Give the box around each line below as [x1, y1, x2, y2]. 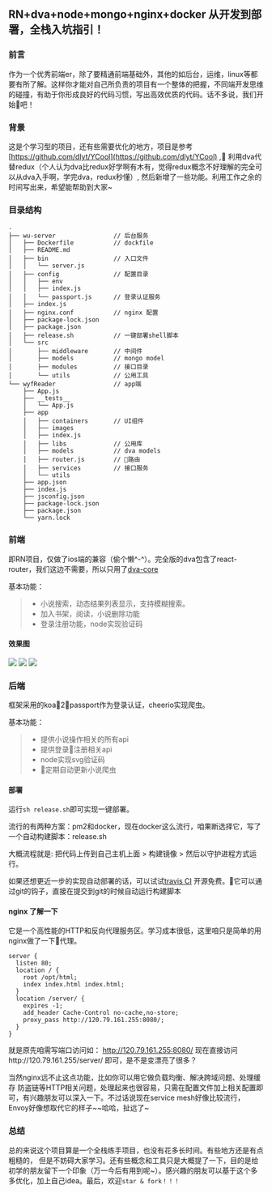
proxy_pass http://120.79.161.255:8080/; [23, 1016, 164, 1025]
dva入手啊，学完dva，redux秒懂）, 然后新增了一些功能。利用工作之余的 [22, 172, 262, 181]
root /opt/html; [23, 974, 79, 982]
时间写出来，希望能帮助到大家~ [8, 181, 113, 192]
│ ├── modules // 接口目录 [8, 363, 149, 371]
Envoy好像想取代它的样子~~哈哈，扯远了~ [8, 1103, 150, 1113]
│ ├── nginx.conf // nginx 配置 [8, 309, 159, 317]
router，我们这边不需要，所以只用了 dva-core [8, 564, 159, 573]
